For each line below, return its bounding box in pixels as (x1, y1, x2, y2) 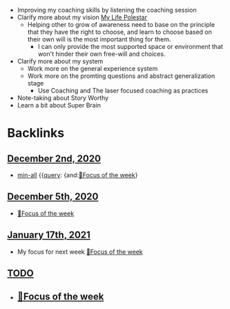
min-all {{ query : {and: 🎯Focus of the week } (17, 171, 138, 179)
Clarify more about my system (17, 57, 104, 65)
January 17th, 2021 (7, 229, 91, 241)
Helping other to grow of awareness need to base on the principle (27, 21, 215, 28)
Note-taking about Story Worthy (17, 94, 109, 102)
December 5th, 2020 (7, 191, 99, 203)
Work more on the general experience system (27, 65, 158, 72)
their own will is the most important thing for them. (27, 35, 171, 43)
